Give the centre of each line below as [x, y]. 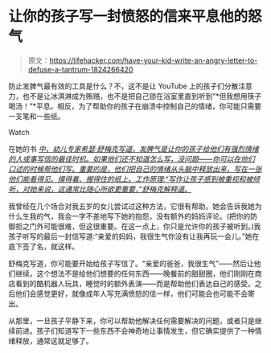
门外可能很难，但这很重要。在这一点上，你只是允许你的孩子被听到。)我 [145, 226]
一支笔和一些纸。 [37, 116]
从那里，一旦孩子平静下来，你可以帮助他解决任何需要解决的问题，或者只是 [131, 320]
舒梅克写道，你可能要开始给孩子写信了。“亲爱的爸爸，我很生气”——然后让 [131, 263]
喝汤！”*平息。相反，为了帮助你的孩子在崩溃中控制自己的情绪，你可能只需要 [135, 106]
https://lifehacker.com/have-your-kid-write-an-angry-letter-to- [154, 60]
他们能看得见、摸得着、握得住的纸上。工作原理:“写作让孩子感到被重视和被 [131, 179]
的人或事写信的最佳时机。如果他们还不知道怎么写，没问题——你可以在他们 [132, 158]
